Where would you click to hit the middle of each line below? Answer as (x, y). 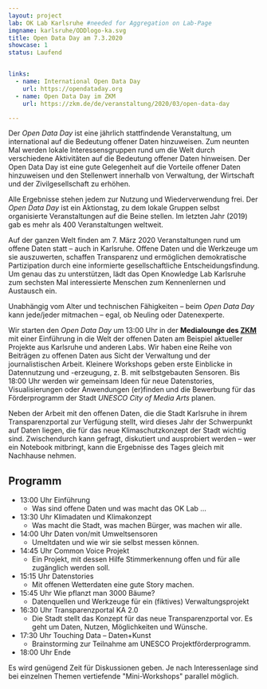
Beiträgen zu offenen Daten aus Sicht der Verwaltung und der (110, 356)
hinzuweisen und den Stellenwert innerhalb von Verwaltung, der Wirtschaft (132, 175)
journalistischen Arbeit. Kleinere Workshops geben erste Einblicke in (120, 364)
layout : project (35, 16)
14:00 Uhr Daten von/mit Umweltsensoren (88, 534)
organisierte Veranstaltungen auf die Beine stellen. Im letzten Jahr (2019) (128, 217)
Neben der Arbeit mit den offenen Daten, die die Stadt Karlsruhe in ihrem (128, 413)
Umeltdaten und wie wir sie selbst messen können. (115, 542)
